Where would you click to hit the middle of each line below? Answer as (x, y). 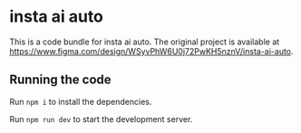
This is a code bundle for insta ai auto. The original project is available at (145, 42)
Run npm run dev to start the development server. (101, 119)
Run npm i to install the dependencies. (81, 101)
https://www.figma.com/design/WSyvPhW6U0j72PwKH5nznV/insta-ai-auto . (151, 51)
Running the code (60, 80)
